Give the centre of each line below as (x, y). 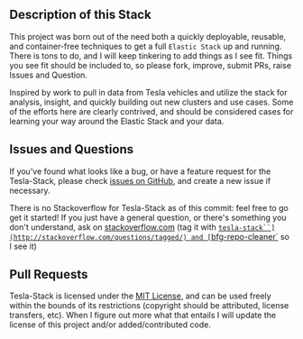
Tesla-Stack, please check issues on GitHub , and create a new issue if (140, 180)
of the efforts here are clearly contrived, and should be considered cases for (151, 111)
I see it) (23, 246)
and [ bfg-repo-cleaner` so (240, 236)
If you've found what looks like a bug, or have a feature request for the (140, 171)
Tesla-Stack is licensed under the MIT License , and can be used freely (141, 296)
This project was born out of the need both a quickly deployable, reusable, (148, 36)
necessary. (30, 190)
